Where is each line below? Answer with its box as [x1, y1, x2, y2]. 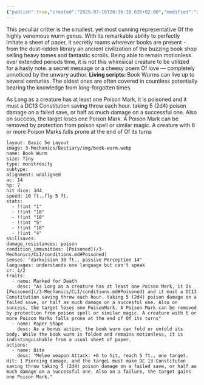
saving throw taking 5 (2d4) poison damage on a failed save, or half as [6, 363, 197, 369]
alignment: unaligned [6, 172, 61, 178]
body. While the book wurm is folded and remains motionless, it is [6, 331, 183, 338]
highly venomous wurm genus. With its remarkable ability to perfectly [6, 32, 180, 40]
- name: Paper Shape [12, 321, 64, 327]
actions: [6, 342, 29, 348]
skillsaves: [6, 235, 36, 241]
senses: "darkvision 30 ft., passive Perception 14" [6, 257, 143, 263]
